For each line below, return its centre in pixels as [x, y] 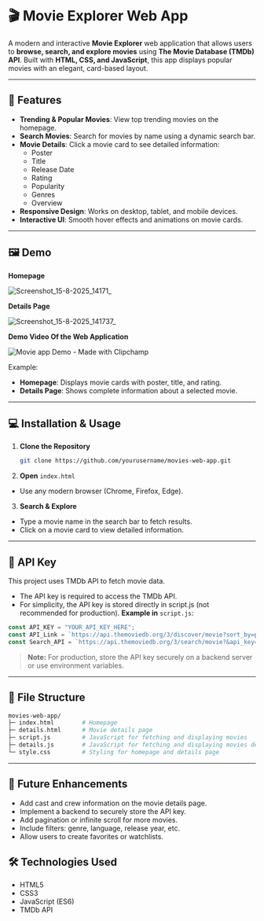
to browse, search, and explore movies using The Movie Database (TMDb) [131, 51]
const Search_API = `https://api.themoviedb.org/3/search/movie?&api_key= [133, 642]
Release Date [53, 169]
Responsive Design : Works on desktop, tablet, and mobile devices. [128, 211]
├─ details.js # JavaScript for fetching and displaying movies [128, 745]
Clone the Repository [55, 447]
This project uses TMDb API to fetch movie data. [86, 581]
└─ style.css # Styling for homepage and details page [114, 752]
